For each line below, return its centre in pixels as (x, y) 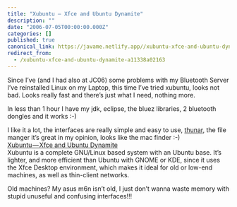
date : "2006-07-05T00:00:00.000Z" (58, 27)
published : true (31, 40)
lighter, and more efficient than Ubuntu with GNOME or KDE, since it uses (114, 160)
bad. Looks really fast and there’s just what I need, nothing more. (101, 95)
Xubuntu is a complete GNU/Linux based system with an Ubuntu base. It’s (115, 152)
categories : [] (30, 34)
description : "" (31, 20)
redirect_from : (30, 54)
